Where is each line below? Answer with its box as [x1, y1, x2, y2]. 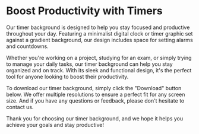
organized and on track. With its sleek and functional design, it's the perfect [6, 66, 192, 74]
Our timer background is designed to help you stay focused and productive [6, 24, 190, 31]
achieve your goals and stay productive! [6, 121, 105, 128]
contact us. [6, 103, 34, 110]
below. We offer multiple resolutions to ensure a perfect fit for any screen [6, 91, 185, 98]
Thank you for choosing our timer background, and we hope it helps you [6, 114, 184, 122]
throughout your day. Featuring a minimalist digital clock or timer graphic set [6, 30, 193, 37]
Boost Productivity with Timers [6, 4, 163, 18]
